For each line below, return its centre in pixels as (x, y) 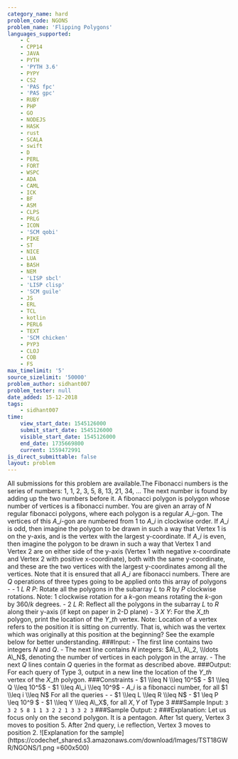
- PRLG (30, 219)
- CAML (30, 185)
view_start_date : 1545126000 (63, 424)
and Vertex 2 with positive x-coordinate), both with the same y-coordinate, (117, 559)
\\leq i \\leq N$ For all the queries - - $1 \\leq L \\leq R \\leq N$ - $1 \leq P (113, 695)
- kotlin (33, 318)
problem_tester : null (39, 391)
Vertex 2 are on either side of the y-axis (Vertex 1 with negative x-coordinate (119, 551)
